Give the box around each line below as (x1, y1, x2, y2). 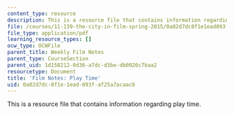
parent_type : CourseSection (7, 55, 89, 62)
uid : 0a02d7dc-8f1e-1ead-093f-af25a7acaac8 (7, 81, 136, 88)
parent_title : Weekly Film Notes (7, 49, 104, 56)
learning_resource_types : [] (7, 36, 92, 43)
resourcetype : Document (7, 68, 77, 75)
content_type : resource (7, 10, 77, 17)
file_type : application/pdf (7, 29, 89, 37)
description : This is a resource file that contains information (7, 17, 201, 24)
